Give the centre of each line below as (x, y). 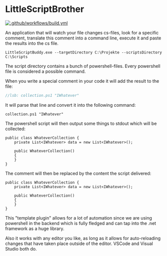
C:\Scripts (16, 57)
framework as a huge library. (35, 229)
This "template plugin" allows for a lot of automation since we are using (79, 218)
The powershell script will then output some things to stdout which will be (81, 123)
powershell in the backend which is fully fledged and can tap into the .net (81, 223)
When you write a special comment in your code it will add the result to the (82, 81)
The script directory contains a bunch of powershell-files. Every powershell (83, 66)
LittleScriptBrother (45, 9)
